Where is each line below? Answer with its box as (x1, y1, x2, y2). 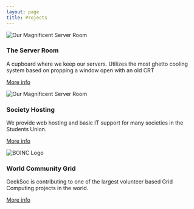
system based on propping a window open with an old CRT (6, 66, 154, 74)
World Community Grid (6, 165, 76, 173)
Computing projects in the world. (6, 185, 89, 192)
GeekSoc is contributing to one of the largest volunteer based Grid (6, 178, 173, 185)
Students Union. (6, 126, 47, 133)
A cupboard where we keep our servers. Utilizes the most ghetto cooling (6, 60, 189, 67)
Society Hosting (6, 105, 55, 114)
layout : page (6, 9, 40, 15)
